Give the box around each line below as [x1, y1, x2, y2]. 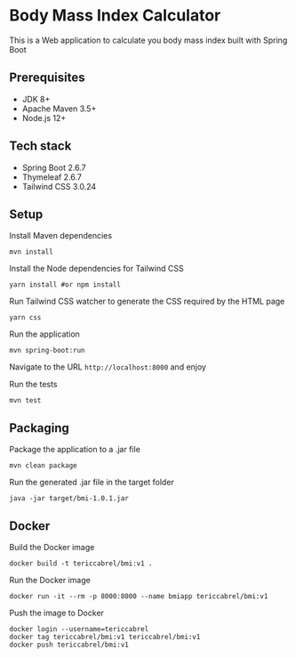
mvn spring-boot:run [9, 346, 86, 355]
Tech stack [9, 139, 72, 154]
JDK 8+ [21, 93, 51, 104]
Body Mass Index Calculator [9, 5, 221, 26]
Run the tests [9, 379, 58, 390]
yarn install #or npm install [9, 280, 122, 289]
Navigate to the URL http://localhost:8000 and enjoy [9, 361, 207, 372]
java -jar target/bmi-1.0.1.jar [9, 494, 129, 503]
